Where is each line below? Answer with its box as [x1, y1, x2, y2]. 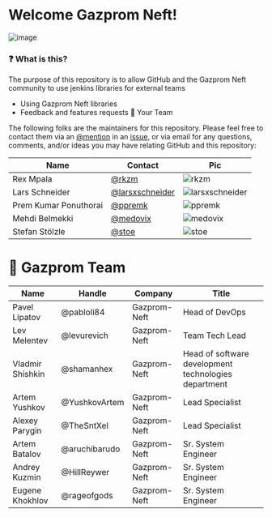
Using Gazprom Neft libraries [19, 99, 117, 109]
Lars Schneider [12, 186, 70, 198]
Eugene [12, 485, 42, 496]
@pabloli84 [61, 306, 105, 318]
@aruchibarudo [61, 443, 121, 455]
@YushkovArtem [61, 397, 125, 408]
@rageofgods [61, 490, 113, 502]
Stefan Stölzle [12, 226, 66, 237]
